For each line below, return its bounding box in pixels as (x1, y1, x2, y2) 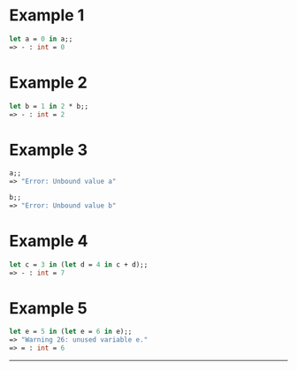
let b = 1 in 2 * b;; (9, 102, 89, 110)
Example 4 (9, 231, 88, 251)
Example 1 (9, 5, 85, 26)
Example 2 (9, 72, 88, 93)
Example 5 (9, 298, 88, 318)
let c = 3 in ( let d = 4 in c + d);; (9, 260, 148, 269)
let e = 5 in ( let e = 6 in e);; (9, 328, 133, 336)
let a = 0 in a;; (9, 34, 73, 43)
